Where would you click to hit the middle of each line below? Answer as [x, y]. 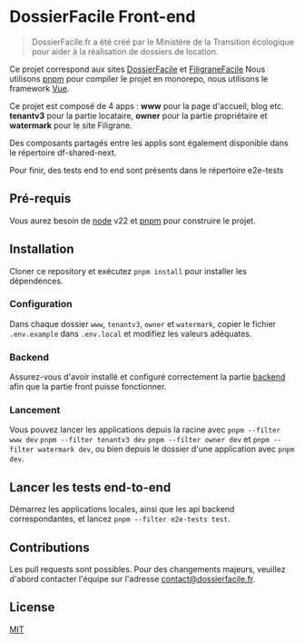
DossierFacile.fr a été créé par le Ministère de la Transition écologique [163, 42]
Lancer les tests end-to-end [90, 487]
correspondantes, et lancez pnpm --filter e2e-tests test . [120, 519]
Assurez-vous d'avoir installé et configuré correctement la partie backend [147, 377]
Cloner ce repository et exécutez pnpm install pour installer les [128, 271]
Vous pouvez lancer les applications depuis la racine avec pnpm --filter [145, 430]
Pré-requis [40, 198]
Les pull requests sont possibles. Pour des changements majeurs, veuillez [147, 569]
